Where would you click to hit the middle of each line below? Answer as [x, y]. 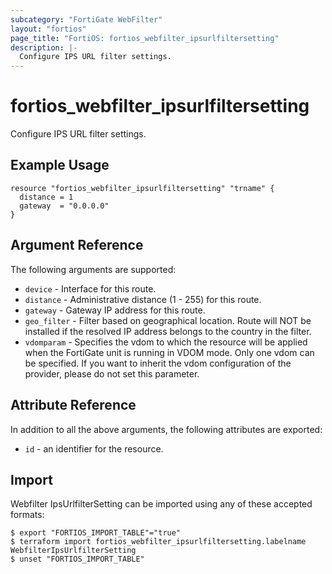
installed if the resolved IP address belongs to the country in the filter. [168, 331]
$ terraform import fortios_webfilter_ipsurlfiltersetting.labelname [158, 542]
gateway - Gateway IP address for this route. [115, 310]
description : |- [44, 47]
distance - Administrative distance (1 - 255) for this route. [143, 299]
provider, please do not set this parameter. [112, 373]
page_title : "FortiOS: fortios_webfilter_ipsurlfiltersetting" [145, 38]
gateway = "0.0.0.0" [64, 206]
